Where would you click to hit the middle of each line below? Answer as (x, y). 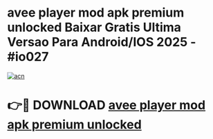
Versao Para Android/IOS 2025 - (102, 42)
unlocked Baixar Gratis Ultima (94, 27)
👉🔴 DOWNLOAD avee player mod (106, 105)
